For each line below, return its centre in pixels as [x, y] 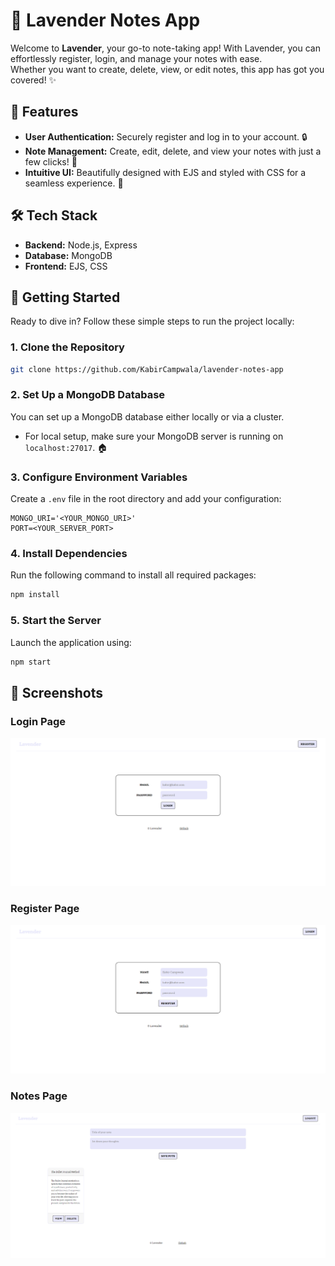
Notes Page [39, 1096]
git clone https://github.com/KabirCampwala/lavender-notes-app [147, 369]
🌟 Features [44, 112]
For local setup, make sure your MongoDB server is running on [154, 436]
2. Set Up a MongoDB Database [88, 395]
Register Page [45, 909]
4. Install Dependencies [69, 554]
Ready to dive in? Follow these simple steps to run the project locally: [152, 321]
